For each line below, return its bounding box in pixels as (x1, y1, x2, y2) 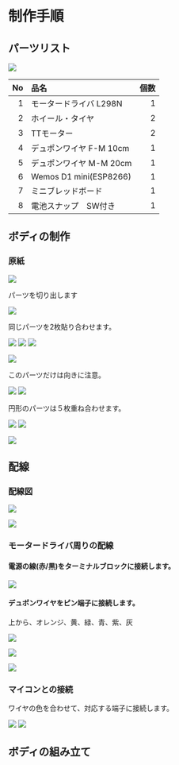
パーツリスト (8, 41, 71, 55)
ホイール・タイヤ (31, 113, 95, 124)
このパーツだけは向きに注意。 (8, 370, 105, 380)
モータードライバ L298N (31, 99, 123, 109)
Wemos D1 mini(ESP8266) (31, 172, 132, 182)
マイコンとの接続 (8, 684, 74, 695)
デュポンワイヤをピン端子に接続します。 (8, 598, 140, 608)
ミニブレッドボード (31, 186, 103, 196)
